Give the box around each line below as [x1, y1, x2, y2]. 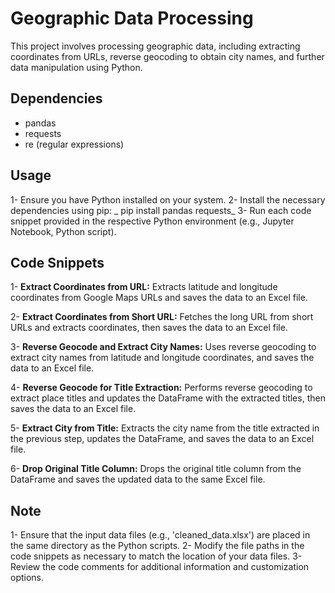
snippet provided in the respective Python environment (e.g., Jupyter [10, 215, 295, 227]
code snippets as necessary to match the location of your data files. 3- [10, 550, 303, 562]
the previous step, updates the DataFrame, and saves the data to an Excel [10, 433, 315, 445]
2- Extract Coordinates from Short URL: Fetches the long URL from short [10, 311, 314, 323]
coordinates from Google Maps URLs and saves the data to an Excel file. [10, 292, 308, 304]
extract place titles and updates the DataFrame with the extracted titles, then [10, 392, 326, 404]
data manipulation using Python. [10, 61, 143, 73]
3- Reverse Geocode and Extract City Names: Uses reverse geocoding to [10, 341, 317, 353]
